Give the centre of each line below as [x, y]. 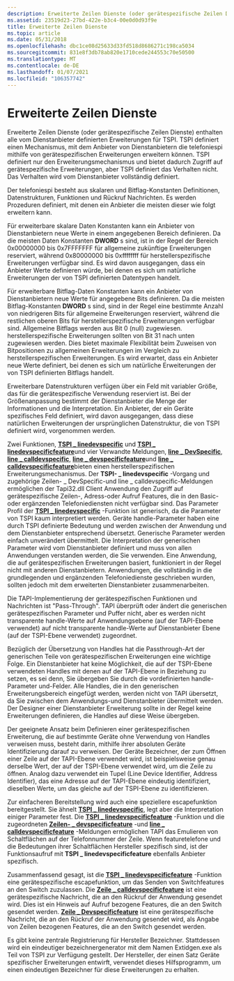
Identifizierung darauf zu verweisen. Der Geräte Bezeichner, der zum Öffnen [117, 752]
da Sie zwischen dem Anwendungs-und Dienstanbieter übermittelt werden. [115, 701]
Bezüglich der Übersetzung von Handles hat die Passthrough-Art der [106, 649]
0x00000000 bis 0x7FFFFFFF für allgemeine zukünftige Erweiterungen [109, 248]
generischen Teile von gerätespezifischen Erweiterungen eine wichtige [109, 657]
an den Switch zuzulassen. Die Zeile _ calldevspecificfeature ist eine [107, 890]
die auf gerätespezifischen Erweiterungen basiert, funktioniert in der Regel [114, 563]
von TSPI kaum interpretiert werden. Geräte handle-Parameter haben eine [113, 518]
